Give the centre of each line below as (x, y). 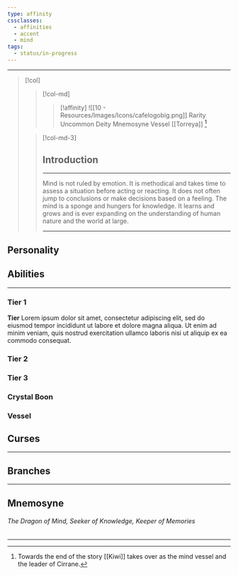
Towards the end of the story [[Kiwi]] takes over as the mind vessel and (122, 556)
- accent (27, 34)
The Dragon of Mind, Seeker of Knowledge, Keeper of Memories (101, 521)
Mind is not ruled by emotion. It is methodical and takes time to (134, 183)
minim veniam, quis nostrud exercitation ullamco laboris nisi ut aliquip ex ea (118, 333)
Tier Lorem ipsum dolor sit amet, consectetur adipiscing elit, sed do (106, 318)
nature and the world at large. (85, 221)
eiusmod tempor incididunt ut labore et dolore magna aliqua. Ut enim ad (112, 325)
